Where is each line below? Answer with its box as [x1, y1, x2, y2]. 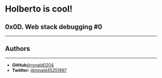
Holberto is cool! [5, 3, 73, 15]
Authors [5, 45, 30, 53]
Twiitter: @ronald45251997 [12, 67, 67, 73]
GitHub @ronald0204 [12, 62, 54, 68]
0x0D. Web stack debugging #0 [5, 23, 103, 31]
